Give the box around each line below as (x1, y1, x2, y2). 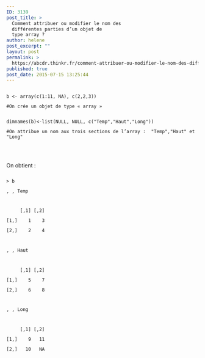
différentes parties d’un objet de (12, 26, 103, 32)
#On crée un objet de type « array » (6, 103, 103, 110)
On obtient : (6, 161, 36, 169)
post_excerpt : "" (6, 43, 51, 49)
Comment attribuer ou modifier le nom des (12, 20, 121, 26)
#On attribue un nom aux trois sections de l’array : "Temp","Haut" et (6, 128, 195, 134)
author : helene (6, 37, 45, 43)
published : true (6, 65, 48, 72)
